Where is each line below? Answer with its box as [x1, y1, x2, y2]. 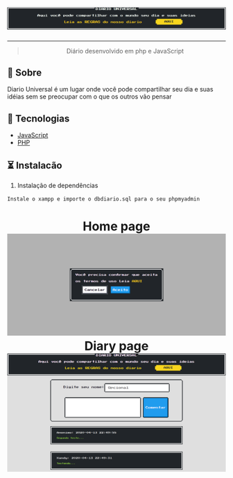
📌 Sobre [7, 67, 42, 79]
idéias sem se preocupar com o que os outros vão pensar [7, 92, 172, 101]
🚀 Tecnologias [7, 112, 70, 124]
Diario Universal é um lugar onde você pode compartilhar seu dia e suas [7, 85, 214, 94]
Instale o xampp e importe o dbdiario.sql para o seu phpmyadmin [7, 196, 200, 203]
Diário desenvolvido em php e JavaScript [66, 46, 184, 55]
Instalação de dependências [17, 181, 98, 190]
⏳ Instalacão [7, 160, 62, 171]
